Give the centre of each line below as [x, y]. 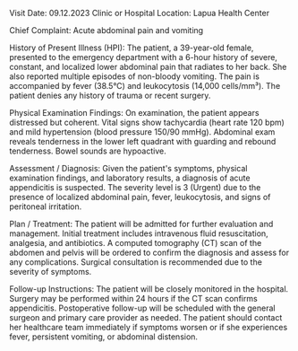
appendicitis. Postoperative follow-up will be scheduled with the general [142, 308]
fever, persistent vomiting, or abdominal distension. [104, 337]
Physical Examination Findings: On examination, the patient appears [134, 113]
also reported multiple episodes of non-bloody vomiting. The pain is [134, 76]
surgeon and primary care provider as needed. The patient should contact [146, 317]
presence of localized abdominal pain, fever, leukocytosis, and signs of [140, 197]
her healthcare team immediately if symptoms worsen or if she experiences [149, 327]
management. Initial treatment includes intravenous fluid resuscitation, [139, 233]
